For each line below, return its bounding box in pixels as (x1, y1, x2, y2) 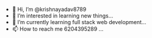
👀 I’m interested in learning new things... (12, 12, 114, 19)
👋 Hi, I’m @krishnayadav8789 (12, 6, 87, 13)
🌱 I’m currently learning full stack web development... (12, 19, 147, 25)
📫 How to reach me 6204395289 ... (12, 25, 104, 33)
